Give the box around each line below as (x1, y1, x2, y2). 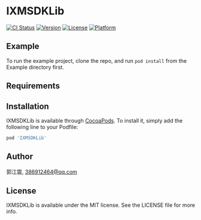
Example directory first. (6, 63, 64, 71)
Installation (6, 101, 49, 111)
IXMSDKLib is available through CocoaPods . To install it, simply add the (6, 117, 183, 124)
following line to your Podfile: (6, 123, 79, 130)
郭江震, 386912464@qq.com (6, 168, 77, 175)
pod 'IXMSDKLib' (6, 135, 47, 141)
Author (6, 151, 33, 162)
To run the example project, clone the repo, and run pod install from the (6, 57, 187, 64)
